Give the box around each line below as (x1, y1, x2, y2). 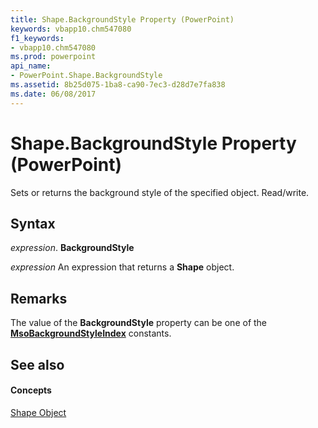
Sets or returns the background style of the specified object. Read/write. (10, 186, 310, 198)
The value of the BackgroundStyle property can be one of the (10, 317, 268, 329)
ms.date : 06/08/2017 (10, 89, 97, 99)
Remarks (10, 290, 68, 307)
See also (10, 356, 65, 373)
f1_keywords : (10, 33, 65, 43)
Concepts (10, 384, 52, 396)
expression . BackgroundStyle (10, 242, 135, 254)
